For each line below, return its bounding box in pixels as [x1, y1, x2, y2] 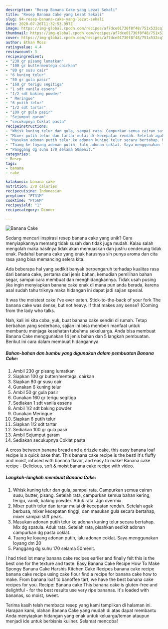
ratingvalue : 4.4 [5, 45, 42, 50]
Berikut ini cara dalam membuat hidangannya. [5, 339, 100, 345]
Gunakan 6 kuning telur [12, 384, 61, 390]
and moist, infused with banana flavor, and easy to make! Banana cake [5, 458, 151, 464]
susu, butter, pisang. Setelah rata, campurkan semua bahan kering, [12, 492, 151, 498]
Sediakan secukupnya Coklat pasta [12, 437, 86, 443]
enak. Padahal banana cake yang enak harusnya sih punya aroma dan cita [5, 251, 158, 257]
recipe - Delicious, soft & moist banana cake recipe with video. [5, 463, 134, 469]
